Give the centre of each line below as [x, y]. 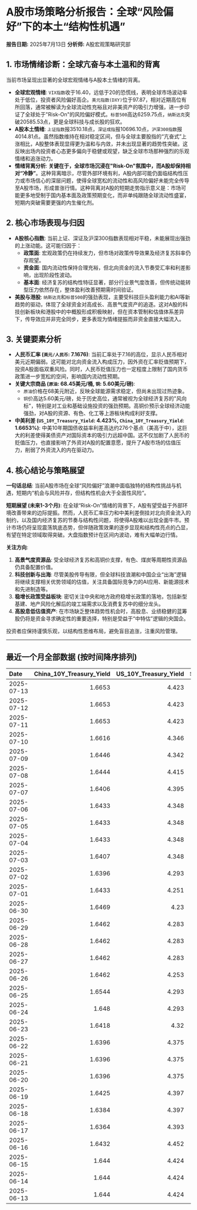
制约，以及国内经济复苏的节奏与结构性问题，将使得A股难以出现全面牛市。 [95, 520]
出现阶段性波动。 [54, 275]
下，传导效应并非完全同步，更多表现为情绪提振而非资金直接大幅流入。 [99, 319]
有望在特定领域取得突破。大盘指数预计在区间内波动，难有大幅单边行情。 [93, 535]
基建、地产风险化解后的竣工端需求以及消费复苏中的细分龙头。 [89, 604]
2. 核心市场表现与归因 [45, 223]
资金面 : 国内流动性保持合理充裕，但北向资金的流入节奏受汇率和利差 [104, 268]
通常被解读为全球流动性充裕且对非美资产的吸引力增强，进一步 [110, 107]
